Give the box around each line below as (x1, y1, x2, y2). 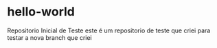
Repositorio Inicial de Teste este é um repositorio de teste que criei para (7, 26, 211, 34)
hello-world (7, 4, 76, 20)
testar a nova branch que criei (7, 33, 92, 41)
